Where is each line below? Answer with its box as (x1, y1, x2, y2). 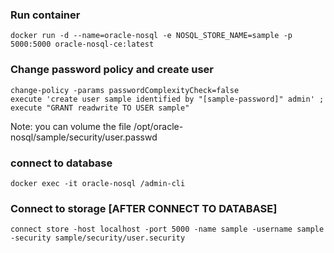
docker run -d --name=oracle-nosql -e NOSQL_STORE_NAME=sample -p (10, 31, 293, 41)
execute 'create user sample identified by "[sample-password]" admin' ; (10, 94, 325, 104)
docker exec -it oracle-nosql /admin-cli (10, 178, 186, 188)
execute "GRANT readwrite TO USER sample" (10, 103, 190, 113)
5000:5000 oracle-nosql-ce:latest (10, 39, 155, 50)
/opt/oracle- (133, 120, 184, 132)
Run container (10, 8, 81, 22)
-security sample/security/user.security (10, 233, 186, 243)
